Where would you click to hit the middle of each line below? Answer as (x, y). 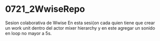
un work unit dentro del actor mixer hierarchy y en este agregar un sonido (80, 28)
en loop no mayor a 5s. (28, 33)
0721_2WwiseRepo (45, 9)
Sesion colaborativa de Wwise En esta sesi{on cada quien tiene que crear (80, 23)
